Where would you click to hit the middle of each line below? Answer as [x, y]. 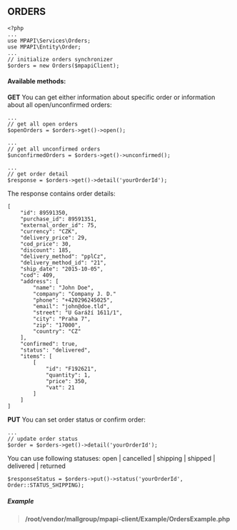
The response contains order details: [61, 194]
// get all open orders [43, 124]
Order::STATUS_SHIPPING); [46, 485]
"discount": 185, [46, 250]
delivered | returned [37, 466]
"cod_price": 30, [46, 244]
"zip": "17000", [57, 325]
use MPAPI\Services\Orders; [49, 41]
